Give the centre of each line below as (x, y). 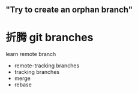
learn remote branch (31, 54)
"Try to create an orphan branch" (69, 10)
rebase (23, 85)
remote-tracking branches (47, 66)
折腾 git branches (49, 37)
